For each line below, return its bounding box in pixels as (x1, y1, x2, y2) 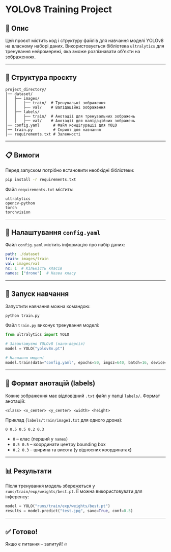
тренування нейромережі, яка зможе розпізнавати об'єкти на (5, 49, 140, 54)
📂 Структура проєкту (5, 73, 77, 82)
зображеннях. (5, 54, 36, 60)
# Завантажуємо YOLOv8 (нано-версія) (5, 341, 85, 347)
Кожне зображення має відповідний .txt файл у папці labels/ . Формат (5, 393, 160, 399)
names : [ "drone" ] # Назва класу (5, 270, 76, 275)
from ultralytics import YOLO (5, 332, 70, 337)
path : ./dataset (5, 251, 40, 257)
